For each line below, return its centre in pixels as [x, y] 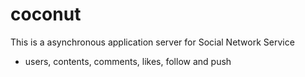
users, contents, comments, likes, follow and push [128, 61]
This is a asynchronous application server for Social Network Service [152, 42]
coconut [46, 14]
